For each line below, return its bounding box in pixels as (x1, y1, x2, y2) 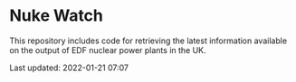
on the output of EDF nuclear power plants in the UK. (9, 44, 206, 55)
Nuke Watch (9, 5, 104, 26)
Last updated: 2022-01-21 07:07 (9, 62, 129, 73)
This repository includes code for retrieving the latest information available (9, 35, 288, 46)
